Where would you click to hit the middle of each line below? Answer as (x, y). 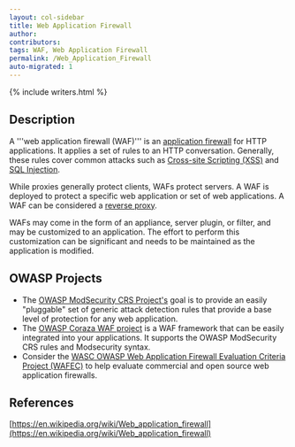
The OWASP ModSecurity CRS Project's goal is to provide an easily (144, 300)
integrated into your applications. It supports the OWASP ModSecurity (149, 337)
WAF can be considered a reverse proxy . (83, 205)
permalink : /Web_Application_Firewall (80, 58)
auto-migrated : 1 (41, 67)
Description (42, 120)
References (42, 402)
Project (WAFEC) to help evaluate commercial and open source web (145, 366)
